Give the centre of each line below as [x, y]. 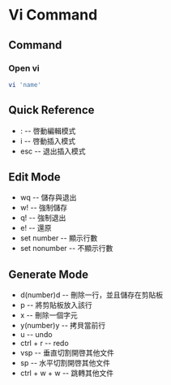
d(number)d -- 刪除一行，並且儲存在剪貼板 [92, 295]
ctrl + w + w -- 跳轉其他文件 [67, 373]
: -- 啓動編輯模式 [48, 131]
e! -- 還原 [36, 228]
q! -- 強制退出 [43, 218]
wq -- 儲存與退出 [48, 197]
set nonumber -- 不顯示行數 [66, 249]
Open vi [24, 68]
